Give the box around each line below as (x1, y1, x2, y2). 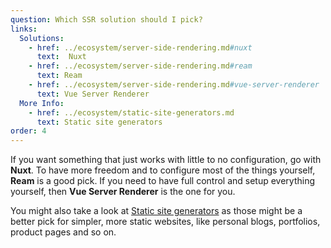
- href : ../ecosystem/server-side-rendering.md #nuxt (28, 42, 253, 53)
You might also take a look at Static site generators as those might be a (10, 205, 303, 217)
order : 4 (10, 126, 47, 136)
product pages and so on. (10, 226, 117, 238)
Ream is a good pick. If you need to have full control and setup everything (10, 175, 316, 187)
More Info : (19, 98, 65, 108)
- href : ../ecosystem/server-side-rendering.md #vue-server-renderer (28, 80, 320, 90)
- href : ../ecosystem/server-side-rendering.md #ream (28, 61, 253, 71)
